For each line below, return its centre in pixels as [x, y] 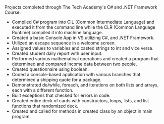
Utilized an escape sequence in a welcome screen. [64, 43]
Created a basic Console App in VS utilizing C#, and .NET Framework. [83, 38]
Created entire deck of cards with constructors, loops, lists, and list [80, 101]
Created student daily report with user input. [57, 53]
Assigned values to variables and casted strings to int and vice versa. [82, 48]
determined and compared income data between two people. [74, 64]
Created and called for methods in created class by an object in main [82, 111]
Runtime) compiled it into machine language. [57, 32]
